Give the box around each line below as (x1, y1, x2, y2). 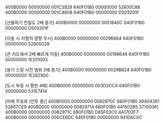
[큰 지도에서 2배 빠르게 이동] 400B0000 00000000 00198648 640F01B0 (5, 51, 150, 57)
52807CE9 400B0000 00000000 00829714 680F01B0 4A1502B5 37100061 (5, 104, 159, 110)
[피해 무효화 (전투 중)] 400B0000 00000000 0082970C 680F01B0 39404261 (5, 98, 160, 104)
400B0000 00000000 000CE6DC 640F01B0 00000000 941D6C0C (5, 115, 142, 120)
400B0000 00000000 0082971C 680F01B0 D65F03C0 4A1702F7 (5, 109, 139, 115)
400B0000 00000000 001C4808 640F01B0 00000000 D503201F (5, 9, 139, 15)
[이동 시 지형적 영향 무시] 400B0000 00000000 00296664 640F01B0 (5, 36, 144, 41)
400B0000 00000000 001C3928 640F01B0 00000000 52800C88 (5, 4, 140, 10)
